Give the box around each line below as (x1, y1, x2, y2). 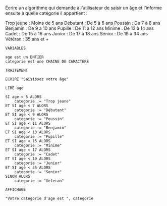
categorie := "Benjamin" (14, 125, 67, 130)
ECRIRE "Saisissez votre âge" (5, 77, 69, 82)
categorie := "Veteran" (14, 178, 65, 183)
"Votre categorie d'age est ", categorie (5, 196, 94, 201)
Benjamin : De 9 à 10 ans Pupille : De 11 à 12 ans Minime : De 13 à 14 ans (5, 25, 154, 31)
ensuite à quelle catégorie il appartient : (5, 10, 88, 16)
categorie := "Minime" (14, 143, 62, 148)
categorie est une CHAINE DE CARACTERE (5, 59, 89, 64)
